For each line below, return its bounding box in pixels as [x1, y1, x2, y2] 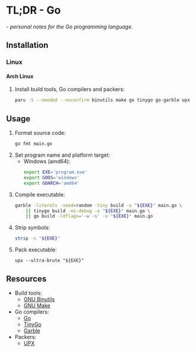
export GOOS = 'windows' [23, 175, 80, 180]
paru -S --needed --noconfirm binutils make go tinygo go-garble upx [14, 97, 191, 104]
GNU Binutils [23, 295, 55, 302]
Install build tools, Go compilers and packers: [14, 86, 125, 93]
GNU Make [23, 302, 50, 309]
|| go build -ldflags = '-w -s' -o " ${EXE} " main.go [25, 214, 153, 219]
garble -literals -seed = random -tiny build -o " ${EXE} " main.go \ [14, 202, 182, 208]
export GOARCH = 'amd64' [23, 180, 80, 186]
